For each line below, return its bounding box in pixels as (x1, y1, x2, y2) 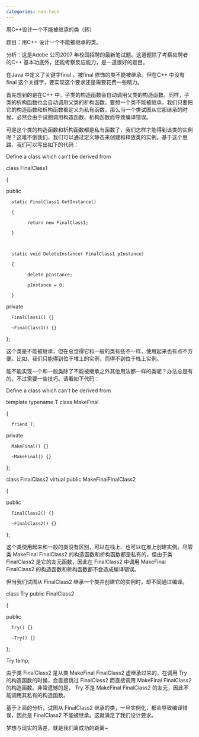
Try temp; (6, 657, 30, 664)
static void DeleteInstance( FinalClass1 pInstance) (11, 251, 145, 257)
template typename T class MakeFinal (6, 398, 99, 405)
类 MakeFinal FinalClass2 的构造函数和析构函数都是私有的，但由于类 (6, 550, 173, 558)
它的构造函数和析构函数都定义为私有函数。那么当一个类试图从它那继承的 (6, 106, 182, 113)
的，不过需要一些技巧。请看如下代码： (6, 375, 99, 382)
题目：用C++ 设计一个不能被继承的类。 (6, 38, 102, 45)
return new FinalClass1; (27, 219, 89, 226)
